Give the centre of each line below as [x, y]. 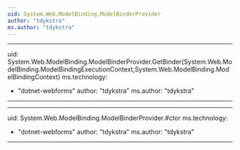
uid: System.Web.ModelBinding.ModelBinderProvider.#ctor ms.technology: [118, 118]
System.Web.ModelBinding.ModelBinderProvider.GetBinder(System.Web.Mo [120, 62]
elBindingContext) [34, 77]
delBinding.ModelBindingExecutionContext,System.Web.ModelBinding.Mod [119, 69]
